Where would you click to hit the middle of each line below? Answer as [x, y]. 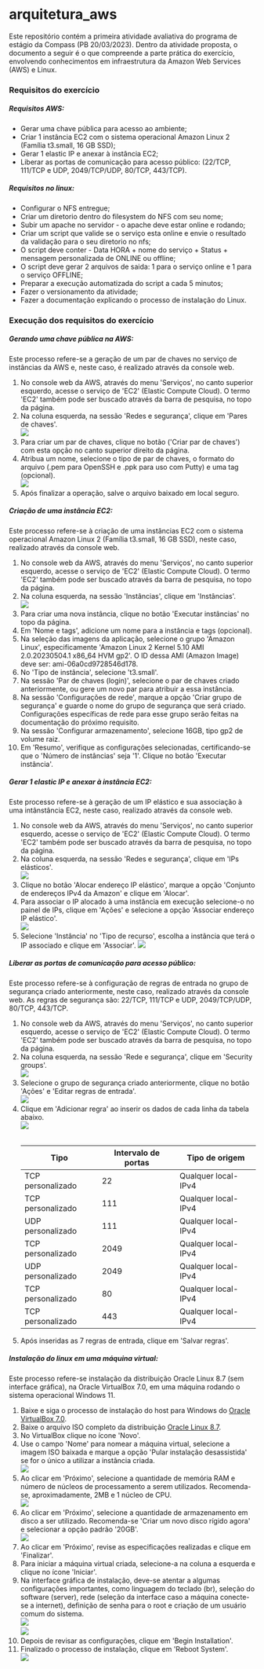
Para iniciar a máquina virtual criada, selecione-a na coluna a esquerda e [137, 1563]
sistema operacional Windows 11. [62, 1395]
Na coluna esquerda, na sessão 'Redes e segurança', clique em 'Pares [134, 416]
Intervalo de [137, 1153]
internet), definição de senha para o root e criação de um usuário [141, 1605]
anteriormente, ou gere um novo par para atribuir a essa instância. [127, 688]
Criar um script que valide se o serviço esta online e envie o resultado [133, 233]
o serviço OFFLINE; [51, 275]
